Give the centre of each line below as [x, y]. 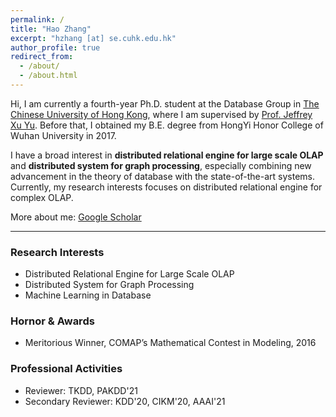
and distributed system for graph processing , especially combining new [161, 165]
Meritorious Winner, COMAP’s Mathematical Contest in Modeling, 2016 [170, 343]
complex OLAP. [42, 197]
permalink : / [37, 19]
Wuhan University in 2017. [63, 135]
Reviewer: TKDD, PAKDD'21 [81, 390]
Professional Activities [66, 369]
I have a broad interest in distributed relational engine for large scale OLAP [167, 155]
